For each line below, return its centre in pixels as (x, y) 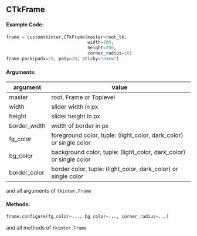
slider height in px (76, 117)
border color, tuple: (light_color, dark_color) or (115, 169)
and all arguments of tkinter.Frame (49, 191)
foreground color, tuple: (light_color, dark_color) (117, 135)
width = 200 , (101, 42)
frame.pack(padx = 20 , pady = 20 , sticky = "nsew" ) (62, 59)
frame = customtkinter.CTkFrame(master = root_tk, (67, 37)
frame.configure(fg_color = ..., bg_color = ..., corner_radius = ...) (87, 217)
